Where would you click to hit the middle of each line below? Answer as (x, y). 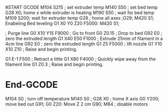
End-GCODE (32, 85)
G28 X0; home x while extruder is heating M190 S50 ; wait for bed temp (80, 13)
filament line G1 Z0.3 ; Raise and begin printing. (54, 64)
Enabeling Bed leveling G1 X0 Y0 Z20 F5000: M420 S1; (62, 23)
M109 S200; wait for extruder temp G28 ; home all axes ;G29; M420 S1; (80, 18)
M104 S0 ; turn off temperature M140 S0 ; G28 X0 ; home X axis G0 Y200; (82, 98)
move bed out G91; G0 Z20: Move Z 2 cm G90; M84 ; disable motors (77, 104)
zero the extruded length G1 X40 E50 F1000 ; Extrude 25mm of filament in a (84, 38)
